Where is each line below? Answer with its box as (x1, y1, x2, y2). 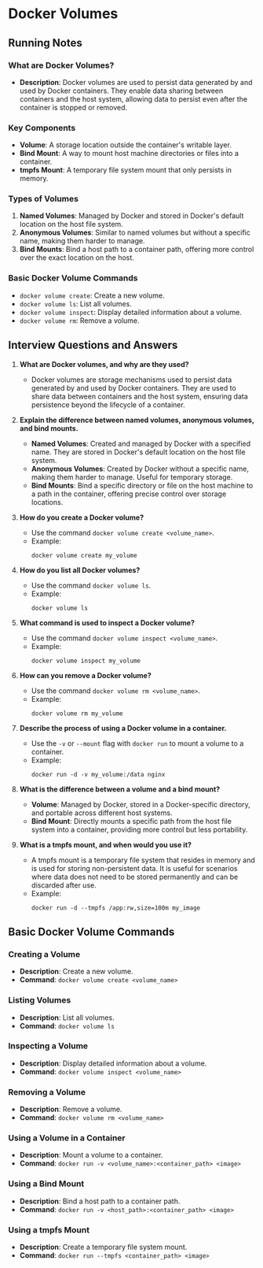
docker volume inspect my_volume (31, 657, 141, 665)
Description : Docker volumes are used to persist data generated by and (19, 77, 253, 87)
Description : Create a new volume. (19, 966, 133, 977)
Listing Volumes (8, 995, 71, 1006)
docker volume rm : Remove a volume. (19, 316, 140, 325)
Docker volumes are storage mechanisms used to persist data (31, 375, 232, 384)
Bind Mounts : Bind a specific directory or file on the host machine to (31, 480, 254, 490)
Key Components (8, 122, 76, 133)
